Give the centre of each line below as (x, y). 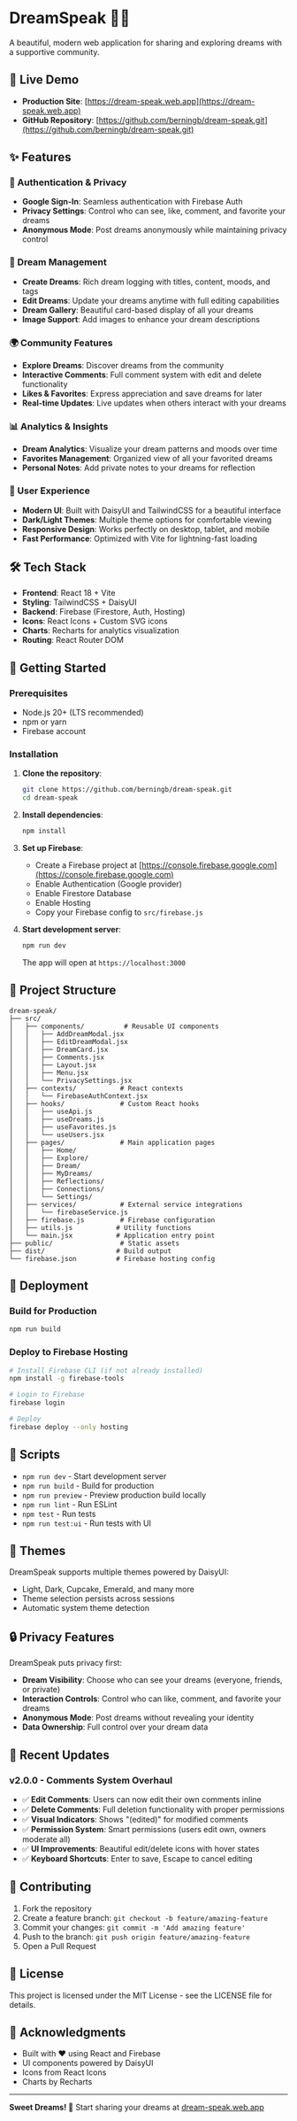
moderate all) (46, 1839)
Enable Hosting (63, 903)
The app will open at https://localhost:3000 (103, 962)
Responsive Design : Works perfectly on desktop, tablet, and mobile (145, 529)
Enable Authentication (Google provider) (109, 884)
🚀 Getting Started (58, 668)
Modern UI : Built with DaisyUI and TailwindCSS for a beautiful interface (151, 510)
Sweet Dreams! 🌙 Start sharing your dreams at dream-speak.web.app (137, 2108)
